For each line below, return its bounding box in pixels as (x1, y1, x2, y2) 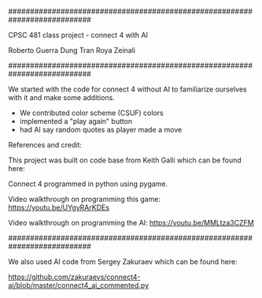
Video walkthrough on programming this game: (8, 195, 161, 203)
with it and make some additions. (8, 93, 116, 102)
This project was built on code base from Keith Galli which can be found (8, 155, 242, 165)
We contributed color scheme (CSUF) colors (19, 108, 164, 117)
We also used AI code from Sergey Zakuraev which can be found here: (8, 257, 238, 266)
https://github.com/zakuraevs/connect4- (8, 272, 141, 281)
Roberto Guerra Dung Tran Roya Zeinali (8, 46, 136, 54)
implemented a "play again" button (19, 117, 133, 125)
